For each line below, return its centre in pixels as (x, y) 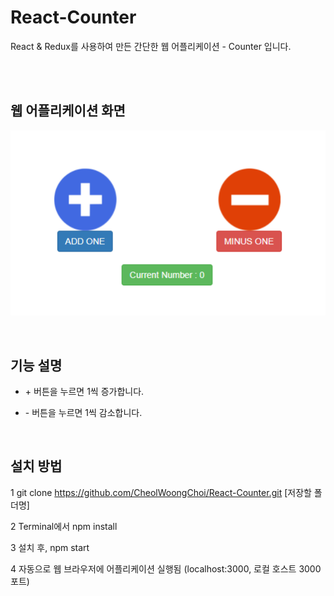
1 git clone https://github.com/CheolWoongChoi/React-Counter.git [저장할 (161, 492)
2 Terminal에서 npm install (64, 526)
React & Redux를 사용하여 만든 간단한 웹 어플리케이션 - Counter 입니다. (151, 46)
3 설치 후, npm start (50, 547)
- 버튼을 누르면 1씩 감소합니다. (83, 412)
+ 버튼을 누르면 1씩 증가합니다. (84, 391)
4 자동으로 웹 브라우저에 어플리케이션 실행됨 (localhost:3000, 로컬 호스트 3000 (166, 568)
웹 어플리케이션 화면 (68, 111)
